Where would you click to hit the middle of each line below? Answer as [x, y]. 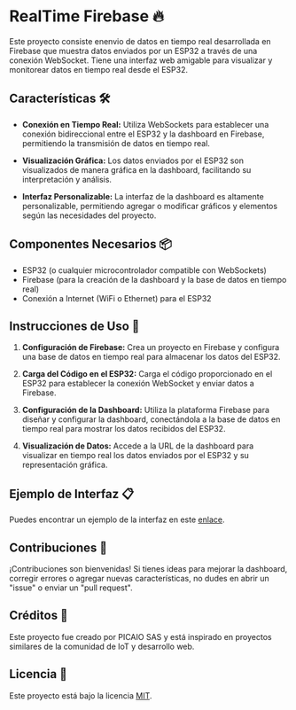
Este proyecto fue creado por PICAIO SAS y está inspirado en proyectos [140, 636]
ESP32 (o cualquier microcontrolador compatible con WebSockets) [144, 270]
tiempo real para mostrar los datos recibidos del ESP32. [124, 429]
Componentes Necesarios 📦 [91, 244]
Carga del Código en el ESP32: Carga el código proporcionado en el [147, 374]
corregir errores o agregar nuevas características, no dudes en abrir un [140, 578]
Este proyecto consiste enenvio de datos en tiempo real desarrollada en [140, 41]
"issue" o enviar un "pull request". [71, 588]
